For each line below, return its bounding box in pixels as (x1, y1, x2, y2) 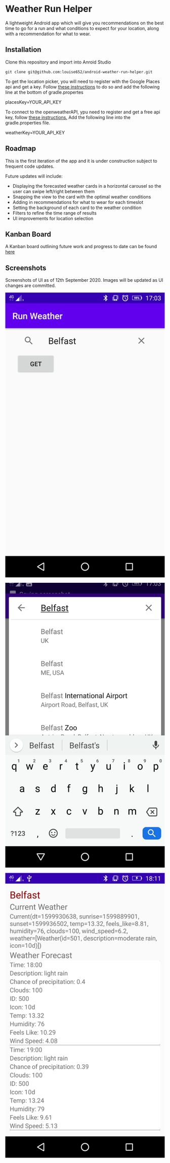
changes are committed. (5, 283, 56, 289)
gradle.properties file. (5, 120, 51, 126)
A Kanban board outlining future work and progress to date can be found (5, 244, 157, 250)
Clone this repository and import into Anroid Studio (5, 59, 111, 65)
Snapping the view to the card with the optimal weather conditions (12, 194, 151, 200)
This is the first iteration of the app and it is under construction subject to (5, 158, 158, 164)
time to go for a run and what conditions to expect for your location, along (5, 25, 159, 31)
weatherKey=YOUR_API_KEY (5, 129, 65, 135)
